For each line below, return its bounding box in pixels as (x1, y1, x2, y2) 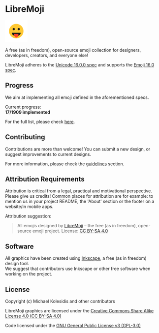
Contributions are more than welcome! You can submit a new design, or (5, 146, 151, 152)
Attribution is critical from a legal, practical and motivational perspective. (5, 188, 153, 194)
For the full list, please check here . (5, 119, 75, 124)
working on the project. (5, 271, 53, 277)
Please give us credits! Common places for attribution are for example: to (5, 193, 154, 199)
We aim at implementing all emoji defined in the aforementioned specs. (5, 94, 149, 100)
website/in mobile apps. (5, 204, 54, 210)
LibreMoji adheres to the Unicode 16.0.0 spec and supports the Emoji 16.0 (5, 61, 154, 67)
